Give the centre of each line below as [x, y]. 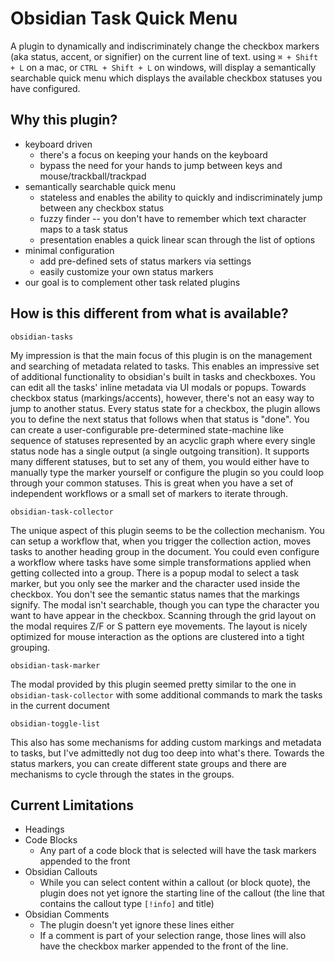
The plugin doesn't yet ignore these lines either [137, 925]
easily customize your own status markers [126, 271]
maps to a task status [83, 229]
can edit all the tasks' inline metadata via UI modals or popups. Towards [158, 387]
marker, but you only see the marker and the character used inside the [155, 583]
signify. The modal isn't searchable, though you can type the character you [165, 604]
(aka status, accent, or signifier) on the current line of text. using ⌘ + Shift [164, 56]
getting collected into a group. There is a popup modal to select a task [155, 573]
